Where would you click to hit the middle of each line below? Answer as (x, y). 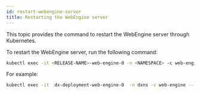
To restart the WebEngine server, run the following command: (82, 52)
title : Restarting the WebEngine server (57, 17)
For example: (22, 74)
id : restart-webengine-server (44, 12)
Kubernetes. (21, 40)
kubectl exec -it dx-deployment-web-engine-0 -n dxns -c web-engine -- (100, 85)
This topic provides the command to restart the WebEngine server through (98, 34)
